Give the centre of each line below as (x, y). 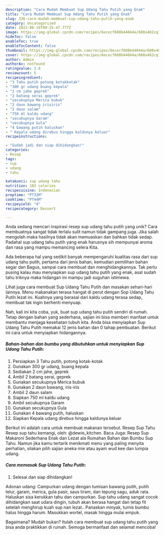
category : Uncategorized (31, 23)
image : (12, 32)
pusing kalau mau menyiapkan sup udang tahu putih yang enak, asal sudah (81, 272)
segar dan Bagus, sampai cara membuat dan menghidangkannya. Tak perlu (81, 267)
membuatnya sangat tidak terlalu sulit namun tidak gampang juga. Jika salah (82, 232)
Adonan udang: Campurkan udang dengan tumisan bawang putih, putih (77, 487)
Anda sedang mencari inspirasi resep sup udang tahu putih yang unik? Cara (82, 227)
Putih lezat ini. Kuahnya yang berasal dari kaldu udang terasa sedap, (74, 297)
